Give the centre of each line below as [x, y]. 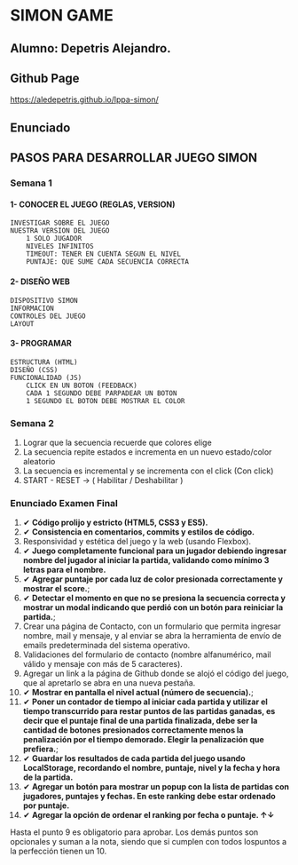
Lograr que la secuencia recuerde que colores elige [117, 442]
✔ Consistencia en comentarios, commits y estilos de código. [139, 532]
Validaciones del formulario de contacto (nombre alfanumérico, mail [147, 655]
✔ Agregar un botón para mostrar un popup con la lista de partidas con [156, 787]
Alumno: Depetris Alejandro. [90, 48]
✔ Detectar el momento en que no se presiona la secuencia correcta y [154, 598]
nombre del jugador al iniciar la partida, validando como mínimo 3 [146, 560]
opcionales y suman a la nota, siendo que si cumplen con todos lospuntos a [149, 842]
